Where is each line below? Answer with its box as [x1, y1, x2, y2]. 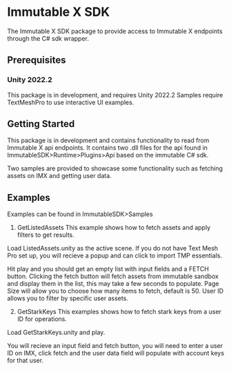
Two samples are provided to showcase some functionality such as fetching [7, 164, 223, 173]
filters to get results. [17, 231, 74, 239]
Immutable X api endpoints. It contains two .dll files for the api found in [7, 144, 208, 152]
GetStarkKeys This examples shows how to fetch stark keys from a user [17, 308, 222, 316]
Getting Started [7, 118, 75, 130]
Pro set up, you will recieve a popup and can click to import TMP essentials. [7, 251, 223, 260]
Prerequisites [7, 55, 66, 66]
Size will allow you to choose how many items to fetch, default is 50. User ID [7, 287, 224, 295]
